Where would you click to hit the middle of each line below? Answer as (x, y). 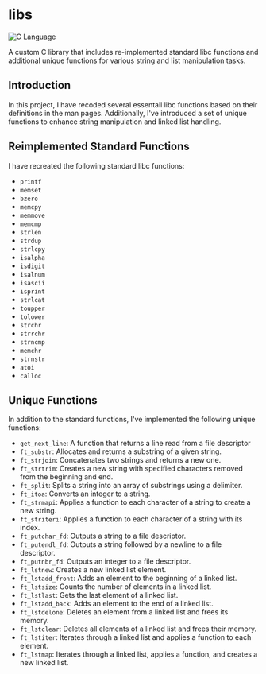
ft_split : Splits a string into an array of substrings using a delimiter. (131, 486)
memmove (32, 215)
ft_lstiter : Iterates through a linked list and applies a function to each (135, 637)
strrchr (32, 334)
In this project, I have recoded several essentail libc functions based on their (133, 104)
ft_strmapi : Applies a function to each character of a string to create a (135, 502)
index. (30, 528)
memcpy (31, 207)
